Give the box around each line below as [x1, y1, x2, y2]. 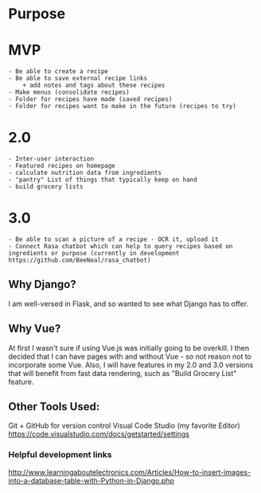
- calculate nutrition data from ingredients [8, 169, 162, 177]
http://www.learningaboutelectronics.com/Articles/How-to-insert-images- [8, 467, 251, 477]
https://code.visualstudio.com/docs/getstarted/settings [8, 429, 189, 439]
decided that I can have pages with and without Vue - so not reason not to [8, 351, 252, 361]
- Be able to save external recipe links [8, 75, 148, 83]
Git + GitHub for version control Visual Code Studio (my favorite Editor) [8, 421, 240, 430]
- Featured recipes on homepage [8, 162, 115, 170]
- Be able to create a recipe [8, 68, 109, 76]
